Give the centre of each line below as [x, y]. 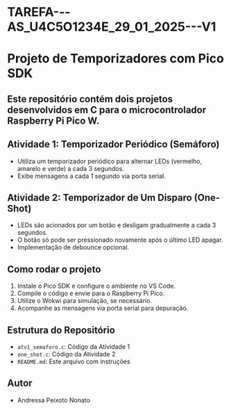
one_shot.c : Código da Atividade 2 [66, 354]
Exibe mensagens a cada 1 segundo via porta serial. [92, 176]
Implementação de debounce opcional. [73, 247]
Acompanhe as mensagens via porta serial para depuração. [103, 308]
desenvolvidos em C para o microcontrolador [107, 109]
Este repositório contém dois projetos [90, 99]
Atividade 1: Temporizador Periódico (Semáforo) [113, 144]
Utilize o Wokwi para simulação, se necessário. [85, 301]
